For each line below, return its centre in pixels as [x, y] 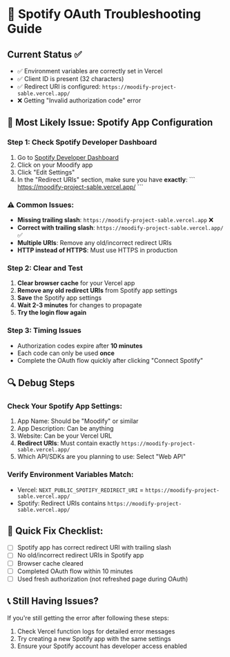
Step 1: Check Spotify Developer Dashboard [82, 143]
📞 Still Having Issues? [53, 601]
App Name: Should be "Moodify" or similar [78, 421]
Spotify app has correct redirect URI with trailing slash [94, 548]
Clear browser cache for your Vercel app [76, 283]
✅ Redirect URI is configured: [59, 87]
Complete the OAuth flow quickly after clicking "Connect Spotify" [110, 360]
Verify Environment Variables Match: [70, 475]
